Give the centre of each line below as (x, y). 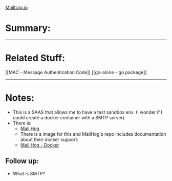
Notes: (20, 98)
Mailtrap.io (17, 7)
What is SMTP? (29, 173)
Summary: (28, 28)
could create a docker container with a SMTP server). (69, 117)
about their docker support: (49, 139)
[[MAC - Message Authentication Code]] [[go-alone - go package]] (76, 72)
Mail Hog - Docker (40, 145)
